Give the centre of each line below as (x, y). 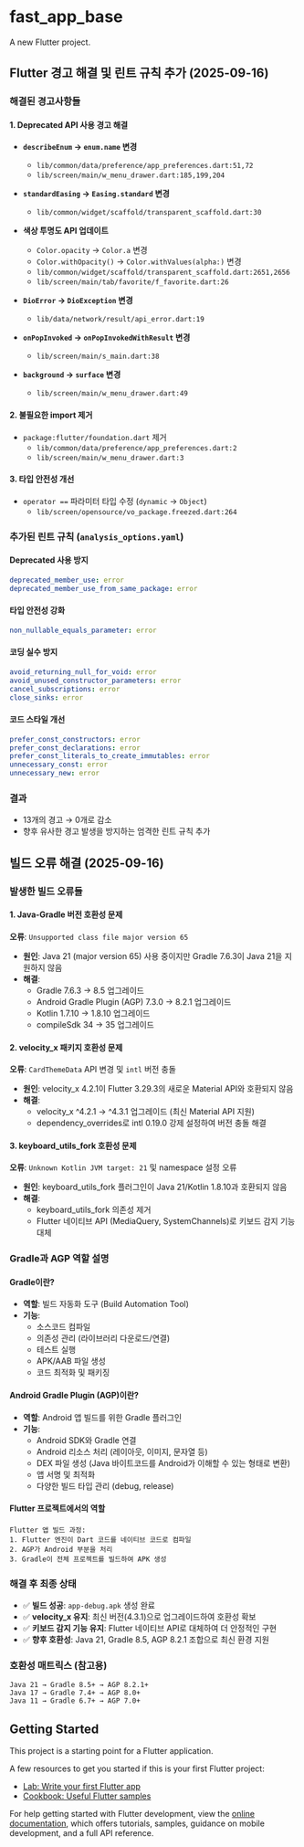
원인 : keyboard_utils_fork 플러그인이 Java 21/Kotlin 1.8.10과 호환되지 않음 (155, 1187)
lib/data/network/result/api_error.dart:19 (121, 320)
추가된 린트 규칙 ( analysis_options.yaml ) (97, 536)
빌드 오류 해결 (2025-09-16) (87, 863)
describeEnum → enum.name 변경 (80, 147)
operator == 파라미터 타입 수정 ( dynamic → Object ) (115, 501)
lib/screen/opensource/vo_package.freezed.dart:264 (136, 512)
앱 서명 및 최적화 (66, 1474)
